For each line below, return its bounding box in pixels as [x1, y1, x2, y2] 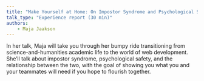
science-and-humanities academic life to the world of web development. [6, 49, 188, 56]
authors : [6, 20, 29, 26]
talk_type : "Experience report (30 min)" [6, 15, 113, 21]
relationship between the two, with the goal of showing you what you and [6, 62, 190, 69]
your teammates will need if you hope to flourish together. [6, 68, 151, 76]
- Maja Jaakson [17, 25, 56, 32]
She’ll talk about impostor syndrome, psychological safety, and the [6, 55, 173, 62]
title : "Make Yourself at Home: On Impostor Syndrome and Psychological [6, 8, 194, 15]
